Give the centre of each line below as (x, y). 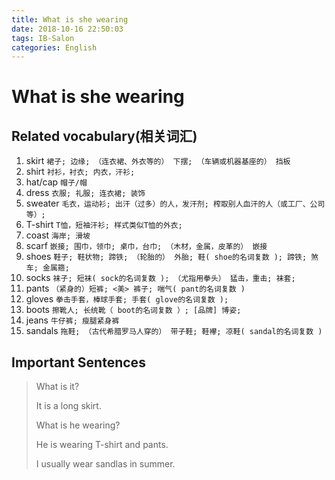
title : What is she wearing (70, 19)
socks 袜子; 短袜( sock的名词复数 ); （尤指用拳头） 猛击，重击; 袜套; (160, 278)
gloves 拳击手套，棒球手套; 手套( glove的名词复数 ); (127, 299)
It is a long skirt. (68, 406)
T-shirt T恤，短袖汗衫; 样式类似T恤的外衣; (104, 225)
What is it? (57, 387)
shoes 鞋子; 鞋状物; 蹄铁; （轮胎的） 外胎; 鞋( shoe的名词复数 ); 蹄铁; (166, 257)
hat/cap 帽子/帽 (56, 182)
